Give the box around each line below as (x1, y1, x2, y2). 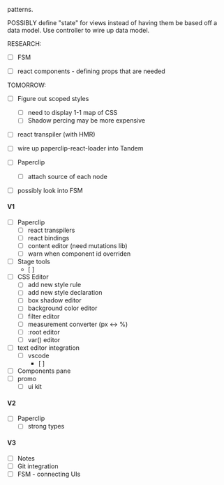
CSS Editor (17, 272, 49, 281)
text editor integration (17, 344, 80, 352)
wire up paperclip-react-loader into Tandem (17, 144, 144, 153)
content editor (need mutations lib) (27, 242, 128, 250)
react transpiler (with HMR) (17, 130, 96, 139)
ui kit (27, 383, 42, 391)
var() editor (27, 335, 61, 344)
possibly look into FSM (17, 186, 83, 194)
